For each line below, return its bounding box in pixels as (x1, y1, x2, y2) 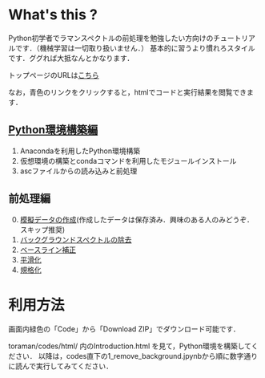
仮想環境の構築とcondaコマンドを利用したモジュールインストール (19, 156, 237, 165)
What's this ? (8, 6, 98, 24)
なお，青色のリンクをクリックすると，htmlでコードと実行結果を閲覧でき (8, 87, 247, 97)
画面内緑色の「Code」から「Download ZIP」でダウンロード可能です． (8, 323, 240, 334)
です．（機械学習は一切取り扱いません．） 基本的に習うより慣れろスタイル (14, 43, 255, 53)
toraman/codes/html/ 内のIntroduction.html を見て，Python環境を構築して (8, 341, 252, 351)
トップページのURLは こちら (8, 70, 100, 79)
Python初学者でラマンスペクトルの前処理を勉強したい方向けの (8, 33, 214, 43)
